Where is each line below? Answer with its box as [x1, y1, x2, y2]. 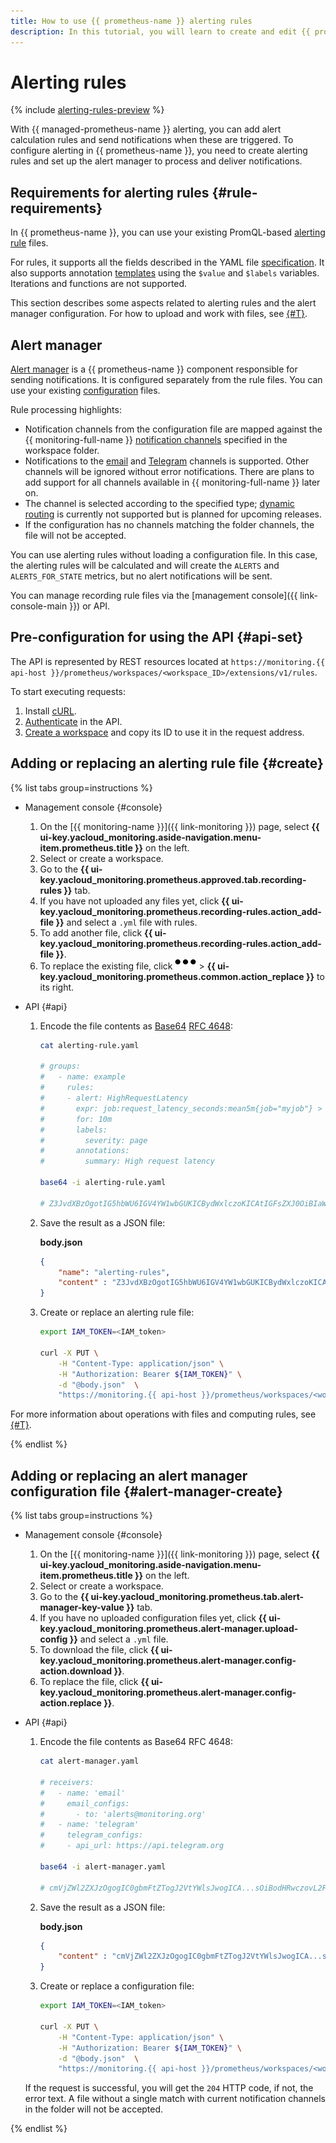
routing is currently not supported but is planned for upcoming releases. [24, 508, 322, 520]
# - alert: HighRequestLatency [39, 1093, 188, 1104]
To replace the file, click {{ [39, 1676, 150, 1688]
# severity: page [39, 1135, 148, 1145]
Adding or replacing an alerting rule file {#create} [10, 755, 324, 772]
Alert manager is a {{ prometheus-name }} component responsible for [10, 363, 298, 375]
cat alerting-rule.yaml [39, 1040, 140, 1050]
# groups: [39, 1061, 82, 1072]
